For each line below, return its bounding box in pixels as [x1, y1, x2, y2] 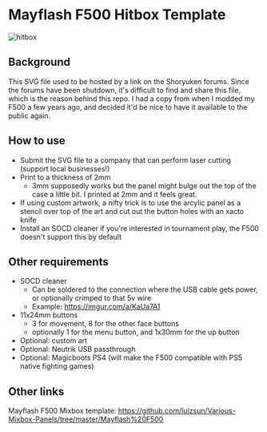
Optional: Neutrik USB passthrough [19, 345, 136, 354]
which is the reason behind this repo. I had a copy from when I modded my [8, 94, 255, 103]
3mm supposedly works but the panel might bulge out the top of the [31, 180, 257, 190]
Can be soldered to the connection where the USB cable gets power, [31, 285, 258, 294]
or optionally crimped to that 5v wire [31, 293, 152, 303]
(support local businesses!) [19, 164, 110, 173]
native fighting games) [19, 361, 94, 371]
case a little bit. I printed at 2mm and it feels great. [31, 189, 197, 199]
